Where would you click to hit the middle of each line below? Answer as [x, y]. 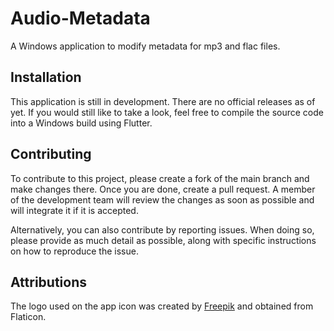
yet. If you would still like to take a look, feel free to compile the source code [167, 112]
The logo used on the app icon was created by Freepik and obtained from [162, 306]
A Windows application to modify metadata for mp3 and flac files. [145, 46]
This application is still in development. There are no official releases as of [163, 101]
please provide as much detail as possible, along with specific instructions [163, 240]
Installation [46, 77]
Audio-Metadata [80, 18]
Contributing [51, 154]
